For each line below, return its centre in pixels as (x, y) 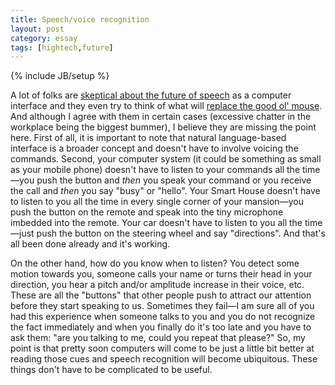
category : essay (44, 38)
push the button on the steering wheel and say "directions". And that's (181, 233)
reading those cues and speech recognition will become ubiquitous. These (164, 359)
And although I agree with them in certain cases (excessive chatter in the (161, 117)
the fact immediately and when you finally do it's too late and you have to (161, 327)
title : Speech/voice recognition (80, 19)
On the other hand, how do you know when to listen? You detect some (155, 263)
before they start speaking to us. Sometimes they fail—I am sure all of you (162, 306)
